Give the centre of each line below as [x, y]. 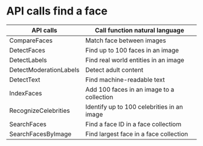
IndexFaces [26, 93]
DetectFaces [27, 50]
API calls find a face [57, 11]
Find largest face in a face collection [137, 134]
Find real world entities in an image [135, 60]
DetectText [25, 80]
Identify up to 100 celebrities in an [134, 107]
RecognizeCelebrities [40, 110]
